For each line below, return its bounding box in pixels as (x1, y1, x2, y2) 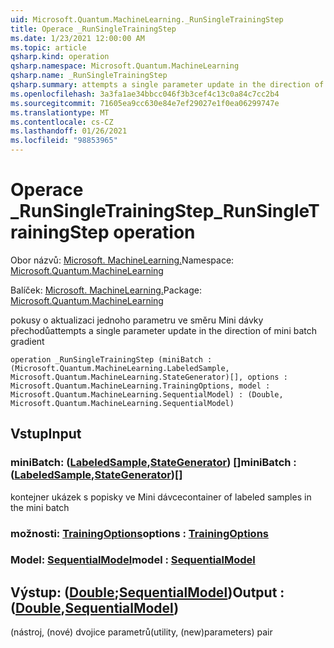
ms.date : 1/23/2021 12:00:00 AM (10, 33, 145, 43)
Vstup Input (10, 426, 82, 443)
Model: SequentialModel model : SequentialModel (10, 553, 256, 567)
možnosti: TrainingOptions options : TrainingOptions (10, 526, 269, 540)
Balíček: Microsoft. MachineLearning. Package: (10, 284, 202, 296)
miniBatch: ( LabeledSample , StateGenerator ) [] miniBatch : (10, 456, 297, 470)
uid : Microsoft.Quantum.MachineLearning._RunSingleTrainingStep (10, 14, 284, 25)
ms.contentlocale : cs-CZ (10, 117, 114, 127)
